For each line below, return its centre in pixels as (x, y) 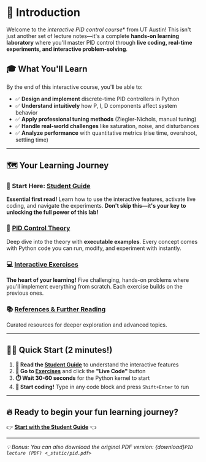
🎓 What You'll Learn (47, 69)
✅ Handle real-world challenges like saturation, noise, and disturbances (107, 126)
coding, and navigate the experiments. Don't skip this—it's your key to (96, 206)
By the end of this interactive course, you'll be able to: (74, 87)
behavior (26, 112)
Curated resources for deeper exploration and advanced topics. (87, 325)
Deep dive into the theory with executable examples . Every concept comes (102, 241)
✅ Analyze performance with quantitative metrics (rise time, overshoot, (106, 133)
